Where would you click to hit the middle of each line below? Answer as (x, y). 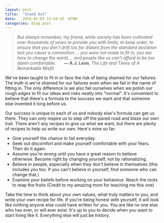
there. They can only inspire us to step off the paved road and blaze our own (82, 118)
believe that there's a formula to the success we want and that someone (78, 99)
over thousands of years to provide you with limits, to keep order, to (85, 43)
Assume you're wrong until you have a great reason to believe (74, 154)
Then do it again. (29, 149)
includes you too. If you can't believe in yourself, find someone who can (84, 170)
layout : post (18, 10)
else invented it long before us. (36, 104)
